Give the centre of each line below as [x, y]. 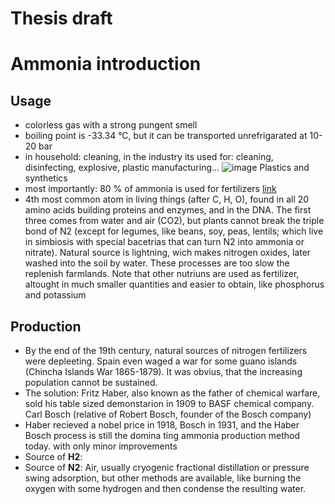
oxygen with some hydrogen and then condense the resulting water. [165, 488]
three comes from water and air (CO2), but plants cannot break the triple [174, 221]
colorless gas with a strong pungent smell [111, 125]
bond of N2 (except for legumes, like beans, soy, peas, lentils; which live [174, 231]
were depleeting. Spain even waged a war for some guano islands [161, 361]
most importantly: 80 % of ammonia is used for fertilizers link [150, 189]
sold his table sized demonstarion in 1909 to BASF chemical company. [169, 403]
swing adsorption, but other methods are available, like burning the [163, 478]
